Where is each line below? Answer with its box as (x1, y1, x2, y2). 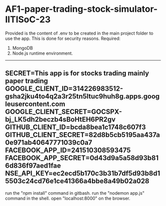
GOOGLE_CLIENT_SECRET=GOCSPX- (5, 107, 123, 116)
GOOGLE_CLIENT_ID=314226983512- (5, 85, 124, 93)
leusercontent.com (5, 100, 66, 108)
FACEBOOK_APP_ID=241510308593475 (5, 146, 131, 155)
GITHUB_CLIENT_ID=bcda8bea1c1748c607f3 (5, 123, 146, 132)
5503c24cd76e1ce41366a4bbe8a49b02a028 (5, 177, 150, 185)
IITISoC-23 (5, 14, 51, 25)
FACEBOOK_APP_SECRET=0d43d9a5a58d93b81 (5, 154, 159, 162)
